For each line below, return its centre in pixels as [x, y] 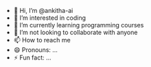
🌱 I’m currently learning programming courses [79, 25]
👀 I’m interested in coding [50, 18]
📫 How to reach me [42, 40]
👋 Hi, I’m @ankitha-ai [43, 11]
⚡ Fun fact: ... [32, 57]
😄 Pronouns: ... [36, 50]
